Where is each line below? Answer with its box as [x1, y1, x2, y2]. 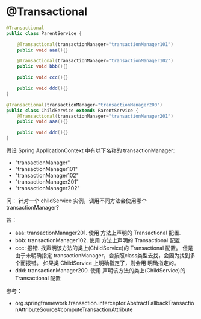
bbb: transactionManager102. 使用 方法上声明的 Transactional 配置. [14, 237, 182, 244]
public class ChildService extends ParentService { [6, 108, 138, 114]
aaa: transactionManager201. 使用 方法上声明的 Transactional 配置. [14, 229, 181, 237]
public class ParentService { [6, 30, 82, 36]
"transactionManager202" [14, 185, 80, 192]
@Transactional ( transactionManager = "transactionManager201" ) [17, 113, 173, 119]
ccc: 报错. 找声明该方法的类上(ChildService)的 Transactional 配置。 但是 [14, 244, 194, 252]
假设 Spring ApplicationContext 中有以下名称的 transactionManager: [6, 147, 175, 154]
